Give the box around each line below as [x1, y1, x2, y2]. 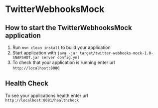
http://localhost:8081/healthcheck [5, 97, 79, 103]
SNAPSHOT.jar [12, 55, 40, 60]
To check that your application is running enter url [12, 59, 115, 65]
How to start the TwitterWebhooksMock [5, 23, 132, 32]
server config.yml [41, 55, 80, 60]
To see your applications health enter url [5, 92, 88, 98]
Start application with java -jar [12, 50, 78, 55]
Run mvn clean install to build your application [12, 44, 111, 50]
